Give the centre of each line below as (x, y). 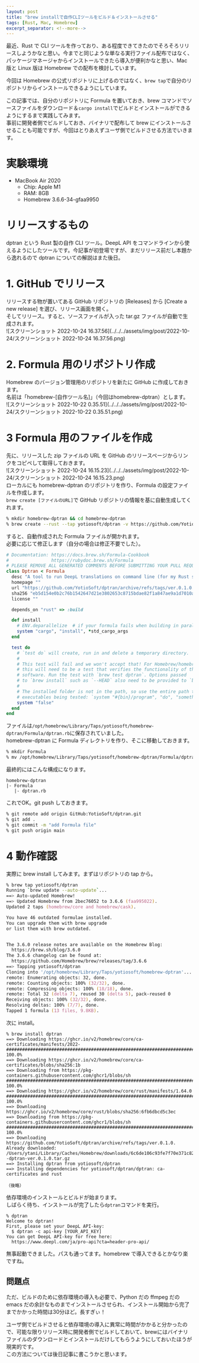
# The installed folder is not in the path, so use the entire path (103, 691)
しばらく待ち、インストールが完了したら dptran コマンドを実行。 (84, 1205)
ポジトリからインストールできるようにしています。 (68, 88)
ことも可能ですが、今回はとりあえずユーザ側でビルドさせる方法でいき (102, 130)
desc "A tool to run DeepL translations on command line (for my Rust (100, 577)
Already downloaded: (32, 1148)
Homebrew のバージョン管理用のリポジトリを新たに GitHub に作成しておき (97, 382)
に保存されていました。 (98, 733)
